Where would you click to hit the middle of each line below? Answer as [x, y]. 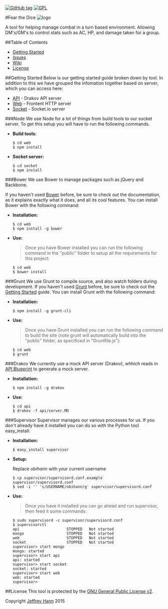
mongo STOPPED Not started [63, 534]
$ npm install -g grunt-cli [42, 311]
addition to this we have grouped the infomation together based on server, [82, 83]
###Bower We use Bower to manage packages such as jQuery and [74, 179]
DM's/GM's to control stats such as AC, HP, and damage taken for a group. [82, 32]
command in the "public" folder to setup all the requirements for [91, 253]
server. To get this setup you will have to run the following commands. [77, 124]
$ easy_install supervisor [41, 450]
